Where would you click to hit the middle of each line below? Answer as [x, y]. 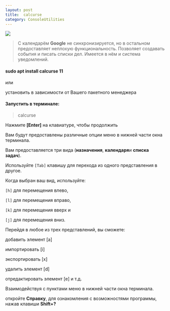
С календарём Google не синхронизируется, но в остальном [84, 43]
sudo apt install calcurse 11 [34, 71]
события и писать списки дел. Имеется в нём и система [79, 54]
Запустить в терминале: [32, 104]
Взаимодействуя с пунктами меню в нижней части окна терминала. [79, 288]
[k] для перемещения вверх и [38, 210]
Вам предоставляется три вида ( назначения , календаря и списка [77, 150]
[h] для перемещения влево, [37, 190]
